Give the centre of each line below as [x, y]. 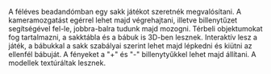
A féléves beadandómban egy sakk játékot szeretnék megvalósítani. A [125, 12]
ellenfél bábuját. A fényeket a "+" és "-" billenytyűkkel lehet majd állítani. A [132, 54]
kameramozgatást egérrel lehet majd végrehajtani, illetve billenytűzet [123, 20]
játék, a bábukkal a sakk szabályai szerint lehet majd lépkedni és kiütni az [130, 46]
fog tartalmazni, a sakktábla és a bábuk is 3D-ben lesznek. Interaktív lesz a [133, 37]
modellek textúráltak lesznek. [57, 63]
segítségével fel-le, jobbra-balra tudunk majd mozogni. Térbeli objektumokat [136, 29]
